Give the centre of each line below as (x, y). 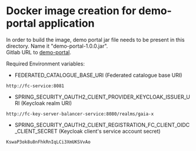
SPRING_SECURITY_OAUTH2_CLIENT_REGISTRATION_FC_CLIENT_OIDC (102, 124)
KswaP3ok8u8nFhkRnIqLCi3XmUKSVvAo (49, 142)
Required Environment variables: (46, 64)
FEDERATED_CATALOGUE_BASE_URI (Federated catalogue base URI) (98, 75)
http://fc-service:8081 (35, 86)
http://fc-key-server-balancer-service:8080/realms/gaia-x (80, 114)
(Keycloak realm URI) (46, 103)
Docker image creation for (71, 11)
